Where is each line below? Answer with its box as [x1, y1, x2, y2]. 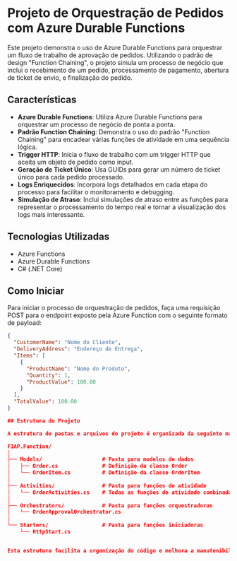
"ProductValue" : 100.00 [25, 378, 97, 386]
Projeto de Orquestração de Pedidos [7, 5, 224, 21]
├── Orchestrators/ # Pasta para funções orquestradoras [7, 502, 213, 509]
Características [7, 94, 77, 106]
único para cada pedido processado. [17, 172, 125, 181]
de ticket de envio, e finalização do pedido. [7, 73, 133, 82]
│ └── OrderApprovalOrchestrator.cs [7, 509, 121, 516]
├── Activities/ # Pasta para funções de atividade [7, 482, 207, 489]
